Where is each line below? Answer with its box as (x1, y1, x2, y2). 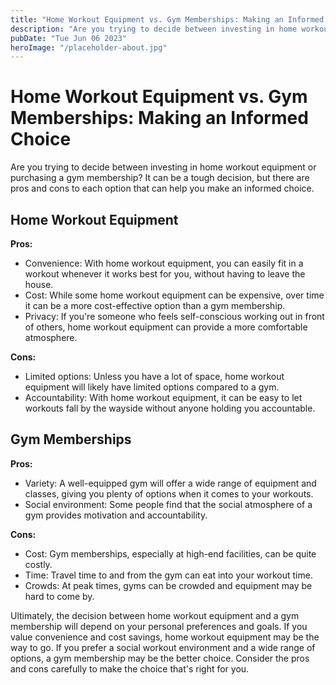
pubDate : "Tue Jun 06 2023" (10, 33, 128, 43)
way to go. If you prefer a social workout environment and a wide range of (10, 641, 316, 653)
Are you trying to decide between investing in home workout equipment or (10, 161, 317, 173)
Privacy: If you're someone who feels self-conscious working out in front (24, 311, 325, 322)
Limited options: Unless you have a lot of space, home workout (24, 371, 285, 382)
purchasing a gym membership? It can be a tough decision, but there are (10, 172, 310, 184)
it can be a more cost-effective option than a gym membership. (24, 300, 286, 311)
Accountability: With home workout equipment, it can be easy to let (24, 392, 303, 403)
